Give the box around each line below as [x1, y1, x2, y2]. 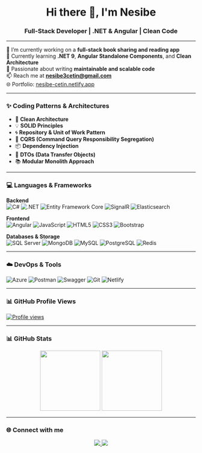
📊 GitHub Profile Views [6, 297, 76, 306]
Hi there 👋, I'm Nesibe [46, 5, 156, 19]
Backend [6, 197, 29, 204]
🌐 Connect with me [6, 425, 64, 434]
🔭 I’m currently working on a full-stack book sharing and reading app [6, 46, 180, 54]
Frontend [6, 215, 30, 222]
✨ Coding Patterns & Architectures [6, 102, 110, 110]
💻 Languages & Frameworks [6, 180, 92, 189]
